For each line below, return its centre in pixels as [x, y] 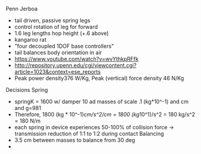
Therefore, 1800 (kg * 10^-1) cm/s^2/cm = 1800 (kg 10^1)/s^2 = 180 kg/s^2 [105, 114]
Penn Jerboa [22, 9]
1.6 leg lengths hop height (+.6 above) [62, 33]
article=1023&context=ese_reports [57, 72]
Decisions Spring [27, 90]
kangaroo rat [30, 40]
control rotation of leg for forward [56, 27]
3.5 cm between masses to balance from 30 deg [75, 140]
